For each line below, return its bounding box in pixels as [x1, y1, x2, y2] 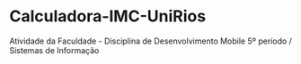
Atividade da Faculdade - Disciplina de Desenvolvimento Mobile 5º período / [9, 36, 292, 46]
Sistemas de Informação [9, 44, 100, 55]
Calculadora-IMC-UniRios [9, 6, 207, 27]
